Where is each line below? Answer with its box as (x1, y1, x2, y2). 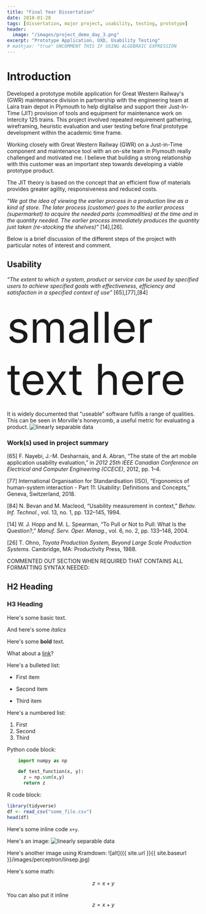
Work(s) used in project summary (7, 438, 109, 447)
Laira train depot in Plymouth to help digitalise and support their (7, 102, 167, 110)
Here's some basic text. (7, 614, 67, 621)
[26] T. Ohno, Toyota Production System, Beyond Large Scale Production (7, 539, 192, 546)
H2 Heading (7, 582, 53, 592)
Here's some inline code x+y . (7, 825, 79, 832)
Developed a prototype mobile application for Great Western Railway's (7, 89, 184, 97)
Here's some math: (7, 867, 55, 875)
